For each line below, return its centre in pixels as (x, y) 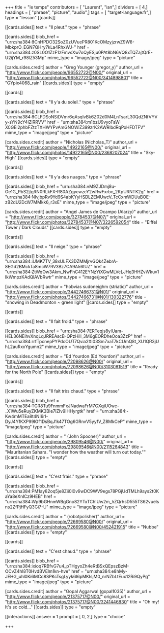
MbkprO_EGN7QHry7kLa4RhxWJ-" (41, 47)
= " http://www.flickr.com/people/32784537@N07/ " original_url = (71, 217)
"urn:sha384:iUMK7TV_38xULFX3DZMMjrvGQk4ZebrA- (62, 261)
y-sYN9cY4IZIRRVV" (26, 122)
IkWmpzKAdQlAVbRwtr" (29, 277)
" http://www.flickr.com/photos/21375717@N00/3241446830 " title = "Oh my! (82, 602)
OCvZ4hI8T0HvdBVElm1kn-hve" (38, 571)
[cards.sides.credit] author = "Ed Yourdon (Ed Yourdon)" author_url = (75, 356)
